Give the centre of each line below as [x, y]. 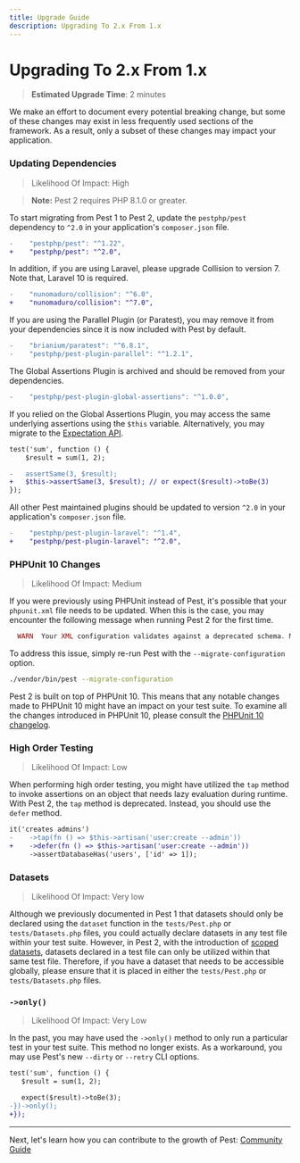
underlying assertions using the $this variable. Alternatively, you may [137, 423]
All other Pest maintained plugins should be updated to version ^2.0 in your [147, 507]
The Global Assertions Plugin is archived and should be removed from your [147, 370]
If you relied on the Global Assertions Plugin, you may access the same [140, 414]
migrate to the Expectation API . [66, 433]
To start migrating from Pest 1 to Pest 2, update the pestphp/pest [128, 217]
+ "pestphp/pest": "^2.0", [66, 252]
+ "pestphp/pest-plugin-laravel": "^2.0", [95, 542]
